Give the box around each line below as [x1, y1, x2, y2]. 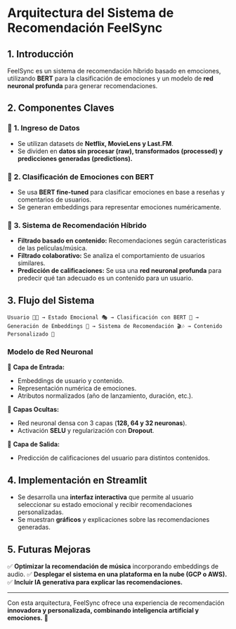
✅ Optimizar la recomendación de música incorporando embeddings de [7, 562, 219, 570]
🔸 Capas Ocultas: [7, 405, 60, 414]
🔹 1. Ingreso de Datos [7, 123, 80, 133]
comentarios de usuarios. [17, 195, 92, 204]
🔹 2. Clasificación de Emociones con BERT [7, 171, 155, 181]
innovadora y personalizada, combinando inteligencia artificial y [7, 606, 199, 615]
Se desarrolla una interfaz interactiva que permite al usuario [17, 493, 194, 501]
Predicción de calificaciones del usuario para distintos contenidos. [17, 453, 211, 463]
